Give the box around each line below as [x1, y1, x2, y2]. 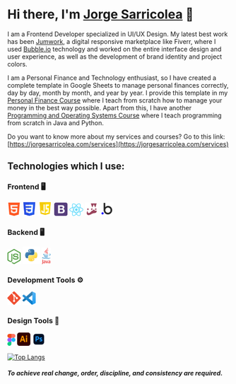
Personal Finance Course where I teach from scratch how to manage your [7, 95, 223, 105]
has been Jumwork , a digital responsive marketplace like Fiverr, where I [7, 37, 216, 45]
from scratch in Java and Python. [7, 118, 105, 127]
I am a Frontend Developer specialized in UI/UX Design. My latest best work [7, 30, 228, 38]
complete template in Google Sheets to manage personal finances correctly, [7, 81, 229, 89]
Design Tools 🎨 [7, 316, 60, 326]
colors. [7, 59, 28, 68]
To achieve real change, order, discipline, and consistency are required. [7, 369, 223, 378]
